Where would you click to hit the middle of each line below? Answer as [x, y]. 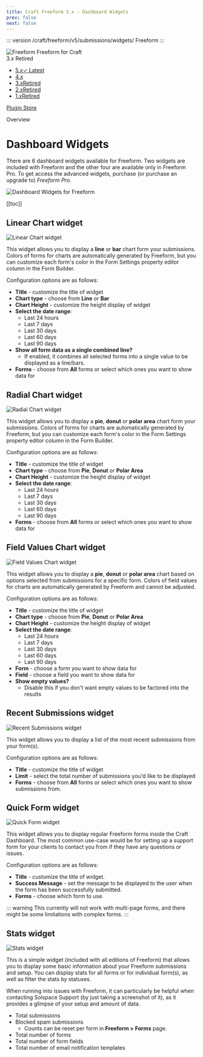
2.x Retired [28, 90]
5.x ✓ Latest [30, 70]
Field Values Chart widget [56, 547]
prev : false [21, 18]
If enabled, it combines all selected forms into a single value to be [106, 357]
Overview [18, 119]
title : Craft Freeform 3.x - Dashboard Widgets [68, 12]
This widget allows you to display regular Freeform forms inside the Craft [97, 834]
